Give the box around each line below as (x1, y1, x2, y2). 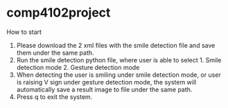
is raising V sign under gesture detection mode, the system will (16, 78, 197, 86)
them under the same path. (16, 48, 94, 57)
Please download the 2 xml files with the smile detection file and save (16, 41, 216, 49)
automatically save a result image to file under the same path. (16, 85, 193, 93)
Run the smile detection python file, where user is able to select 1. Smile (16, 55, 222, 64)
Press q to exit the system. (16, 92, 93, 101)
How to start (6, 28, 42, 36)
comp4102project (6, 5, 111, 21)
